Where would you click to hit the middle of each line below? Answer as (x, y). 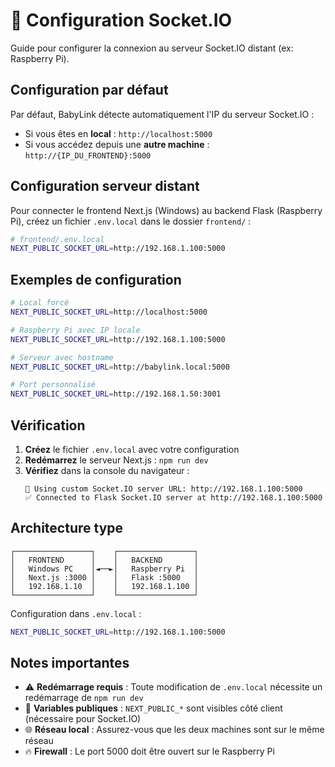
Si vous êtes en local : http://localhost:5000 (118, 133)
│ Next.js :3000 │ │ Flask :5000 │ (104, 577)
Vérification (48, 425)
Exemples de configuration (96, 279)
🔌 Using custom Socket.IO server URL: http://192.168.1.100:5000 (163, 489)
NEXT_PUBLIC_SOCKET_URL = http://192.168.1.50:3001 (116, 394)
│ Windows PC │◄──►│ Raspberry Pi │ (104, 569)
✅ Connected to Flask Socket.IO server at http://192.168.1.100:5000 (173, 497)
